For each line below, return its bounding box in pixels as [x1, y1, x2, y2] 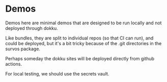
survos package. [5, 46, 41, 52]
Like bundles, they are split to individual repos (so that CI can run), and [5, 35, 154, 41]
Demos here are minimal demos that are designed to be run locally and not [5, 20, 162, 26]
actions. [5, 61, 22, 67]
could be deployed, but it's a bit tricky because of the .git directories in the [5, 40, 162, 46]
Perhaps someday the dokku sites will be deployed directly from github [5, 55, 154, 61]
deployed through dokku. [5, 25, 59, 31]
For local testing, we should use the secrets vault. [5, 70, 109, 76]
